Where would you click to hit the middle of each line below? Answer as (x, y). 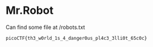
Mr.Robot (30, 11)
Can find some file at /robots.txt (46, 27)
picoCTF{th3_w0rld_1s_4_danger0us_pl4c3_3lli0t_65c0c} (76, 38)
